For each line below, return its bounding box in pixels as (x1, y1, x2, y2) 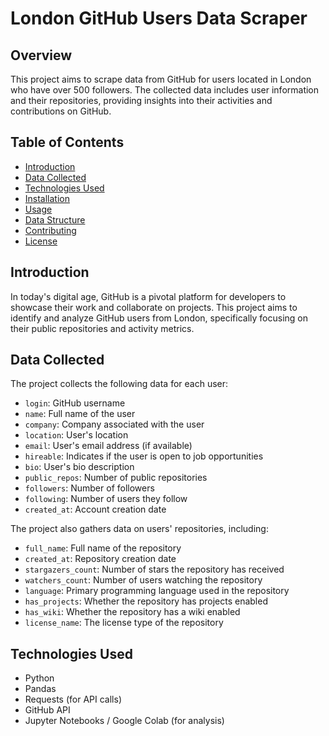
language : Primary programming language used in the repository (24, 585, 290, 597)
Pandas (24, 683, 57, 695)
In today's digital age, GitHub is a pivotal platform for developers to (10, 290, 287, 302)
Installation (24, 192, 71, 204)
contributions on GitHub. (10, 105, 112, 117)
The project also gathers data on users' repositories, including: (10, 523, 269, 535)
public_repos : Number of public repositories (24, 472, 208, 484)
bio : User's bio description (24, 461, 135, 473)
